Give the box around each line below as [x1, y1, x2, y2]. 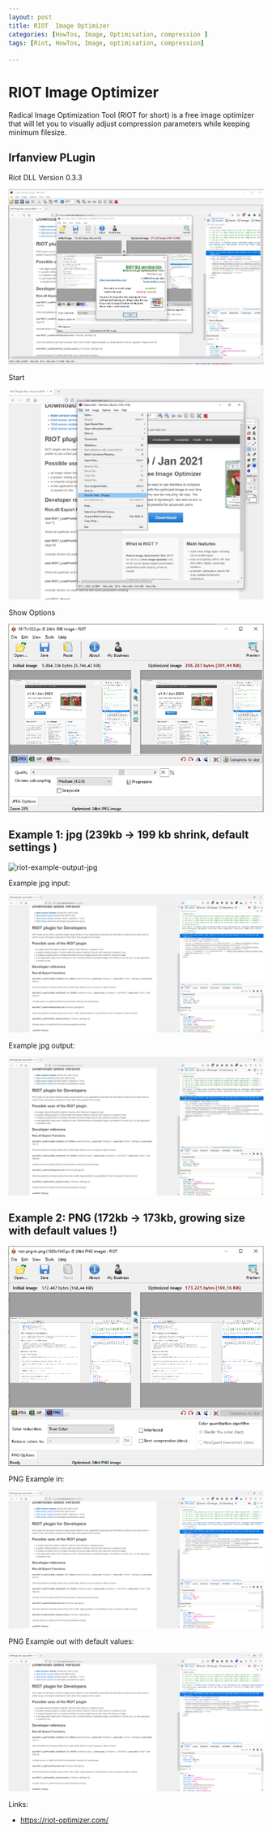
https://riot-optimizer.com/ [19, 1815, 109, 1825]
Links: [8, 1800, 28, 1809]
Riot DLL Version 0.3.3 [8, 172, 83, 182]
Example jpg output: [8, 1040, 75, 1051]
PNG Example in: [8, 1474, 65, 1484]
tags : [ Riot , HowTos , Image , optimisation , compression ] [8, 39, 205, 47]
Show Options [8, 607, 56, 617]
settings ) [8, 841, 58, 854]
